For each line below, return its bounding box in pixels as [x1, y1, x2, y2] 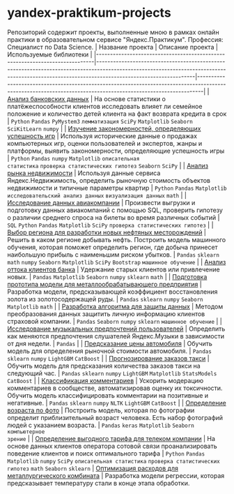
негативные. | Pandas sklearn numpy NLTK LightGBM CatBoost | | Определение [7, 398, 226, 407]
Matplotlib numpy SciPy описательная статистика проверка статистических [7, 458, 221, 465]
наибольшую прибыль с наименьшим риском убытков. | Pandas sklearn [7, 250, 219, 259]
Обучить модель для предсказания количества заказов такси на [7, 361, 201, 370]
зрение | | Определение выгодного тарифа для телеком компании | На [7, 434, 216, 442]
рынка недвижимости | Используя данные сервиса [7, 169, 161, 177]
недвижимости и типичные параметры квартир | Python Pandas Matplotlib [7, 184, 227, 192]
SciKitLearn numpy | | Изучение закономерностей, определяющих [7, 124, 201, 133]
